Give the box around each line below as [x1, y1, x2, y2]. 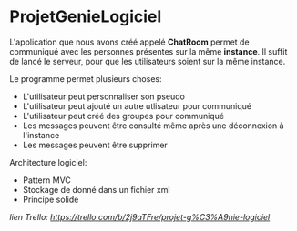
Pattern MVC [22, 175, 71, 186]
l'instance [22, 129, 60, 140]
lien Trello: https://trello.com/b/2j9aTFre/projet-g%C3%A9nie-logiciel [9, 211, 271, 222]
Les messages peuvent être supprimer [22, 139, 169, 150]
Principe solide [22, 194, 79, 205]
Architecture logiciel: [9, 156, 87, 167]
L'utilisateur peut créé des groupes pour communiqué [22, 110, 225, 121]
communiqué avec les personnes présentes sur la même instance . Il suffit [9, 45, 288, 56]
